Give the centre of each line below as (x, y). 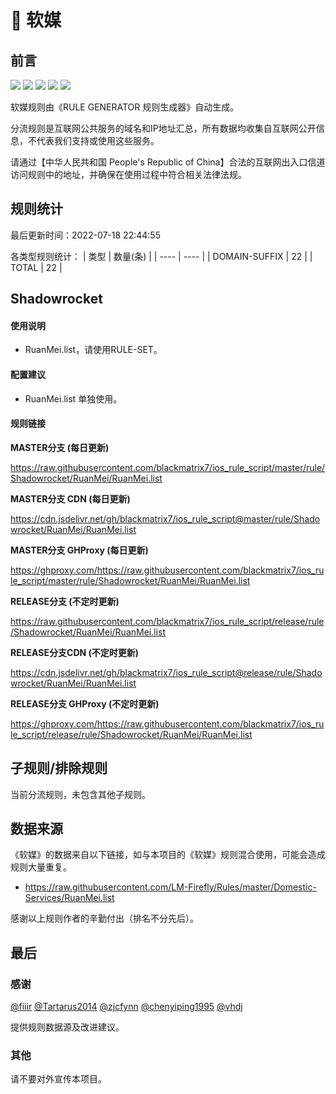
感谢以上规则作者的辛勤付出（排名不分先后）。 (104, 918)
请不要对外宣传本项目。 (58, 1079)
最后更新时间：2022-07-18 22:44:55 (85, 235)
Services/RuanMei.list (69, 898)
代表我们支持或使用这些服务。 (98, 140)
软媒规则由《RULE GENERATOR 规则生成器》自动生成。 (125, 107)
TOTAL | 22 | (36, 267)
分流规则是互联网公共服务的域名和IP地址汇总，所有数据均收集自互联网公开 (163, 128)
